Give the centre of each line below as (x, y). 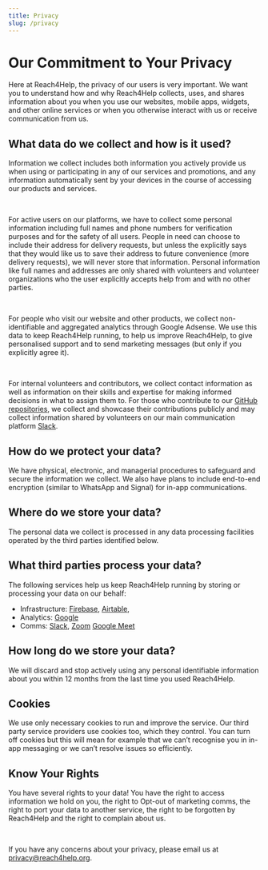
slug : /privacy (34, 23)
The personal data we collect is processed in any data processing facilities (131, 532)
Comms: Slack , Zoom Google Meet (77, 625)
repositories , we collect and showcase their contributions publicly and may (132, 409)
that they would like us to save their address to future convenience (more (129, 253)
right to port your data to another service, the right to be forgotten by (122, 810)
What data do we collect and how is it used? (120, 144)
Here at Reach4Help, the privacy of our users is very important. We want (128, 85)
